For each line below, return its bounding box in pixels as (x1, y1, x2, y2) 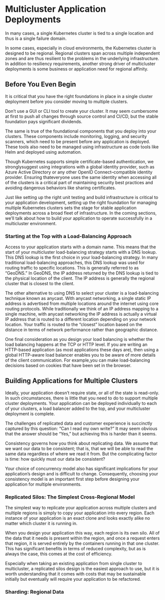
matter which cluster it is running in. (5, 521, 78, 527)
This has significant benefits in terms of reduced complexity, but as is (5, 546, 146, 552)
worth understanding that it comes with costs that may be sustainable (5, 571, 146, 577)
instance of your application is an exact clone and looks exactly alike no (5, 515, 150, 521)
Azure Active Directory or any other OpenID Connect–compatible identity (5, 169, 153, 175)
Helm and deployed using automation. (5, 149, 82, 155)
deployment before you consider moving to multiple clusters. (5, 99, 129, 104)
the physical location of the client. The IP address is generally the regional (5, 275, 155, 281)
